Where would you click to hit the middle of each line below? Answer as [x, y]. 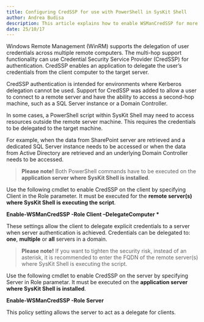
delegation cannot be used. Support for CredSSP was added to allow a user [102, 91]
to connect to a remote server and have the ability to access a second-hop [100, 97]
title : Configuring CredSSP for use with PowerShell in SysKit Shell [97, 12]
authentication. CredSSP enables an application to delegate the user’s [94, 66]
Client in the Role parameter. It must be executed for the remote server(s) [99, 196]
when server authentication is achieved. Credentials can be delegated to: [98, 233]
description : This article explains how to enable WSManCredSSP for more [102, 23]
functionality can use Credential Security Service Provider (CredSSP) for [97, 59]
